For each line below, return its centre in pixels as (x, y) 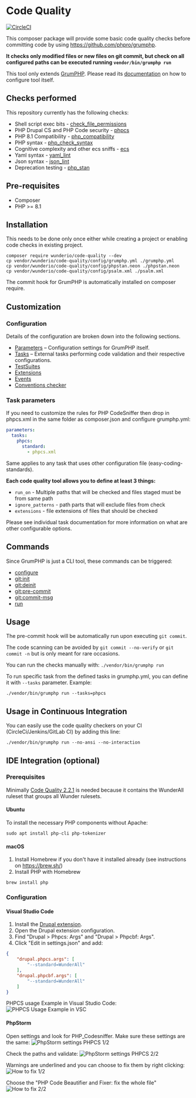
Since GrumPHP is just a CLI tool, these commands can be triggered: (89, 561)
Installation (27, 224)
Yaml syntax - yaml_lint (43, 155)
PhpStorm (18, 1023)
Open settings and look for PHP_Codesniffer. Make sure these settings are (96, 1036)
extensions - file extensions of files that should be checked (86, 511)
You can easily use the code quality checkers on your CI (74, 725)
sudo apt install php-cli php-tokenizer (56, 834)
